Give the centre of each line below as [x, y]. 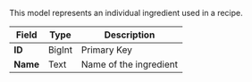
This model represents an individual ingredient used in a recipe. [126, 13]
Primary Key [106, 50]
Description [130, 35]
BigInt [60, 50]
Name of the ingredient [130, 64]
